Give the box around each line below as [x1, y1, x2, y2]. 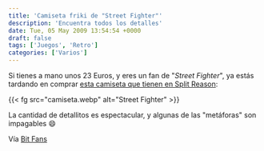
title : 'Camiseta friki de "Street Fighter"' [8, 11, 162, 20]
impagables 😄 [8, 119, 56, 128]
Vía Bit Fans [8, 134, 48, 144]
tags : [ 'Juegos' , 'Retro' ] [8, 42, 98, 50]
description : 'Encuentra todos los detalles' [8, 19, 162, 27]
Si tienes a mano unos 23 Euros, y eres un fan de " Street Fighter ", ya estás [8, 71, 254, 80]
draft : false [8, 34, 52, 42]
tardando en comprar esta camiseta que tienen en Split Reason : [8, 79, 218, 89]
